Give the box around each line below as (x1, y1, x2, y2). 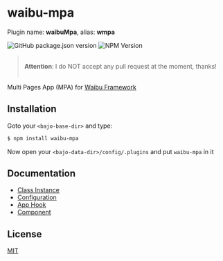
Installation (7, 103, 57, 115)
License (7, 228, 42, 240)
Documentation (7, 168, 76, 180)
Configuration (17, 193, 57, 202)
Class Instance (17, 186, 60, 194)
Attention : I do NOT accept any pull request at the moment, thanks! (24, 62, 217, 70)
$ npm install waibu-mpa (7, 135, 79, 142)
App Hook (17, 201, 46, 209)
